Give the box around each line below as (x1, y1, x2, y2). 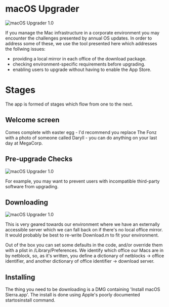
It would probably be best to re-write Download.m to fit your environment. (5, 232, 159, 238)
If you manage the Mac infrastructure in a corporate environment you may (5, 29, 160, 36)
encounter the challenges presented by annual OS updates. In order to (5, 35, 152, 41)
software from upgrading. (5, 183, 59, 189)
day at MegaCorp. (5, 140, 43, 146)
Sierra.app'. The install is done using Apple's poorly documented (5, 292, 140, 298)
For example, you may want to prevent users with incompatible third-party (5, 178, 160, 184)
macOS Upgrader (5, 3, 79, 15)
